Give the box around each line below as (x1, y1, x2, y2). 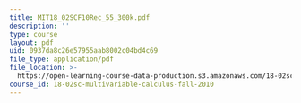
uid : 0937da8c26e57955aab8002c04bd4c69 (9, 47, 159, 56)
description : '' (9, 21, 70, 30)
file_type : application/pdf (9, 55, 115, 64)
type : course (9, 30, 58, 39)
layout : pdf (9, 38, 54, 47)
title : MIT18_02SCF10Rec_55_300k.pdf (9, 13, 150, 22)
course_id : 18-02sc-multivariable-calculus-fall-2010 (9, 80, 215, 89)
